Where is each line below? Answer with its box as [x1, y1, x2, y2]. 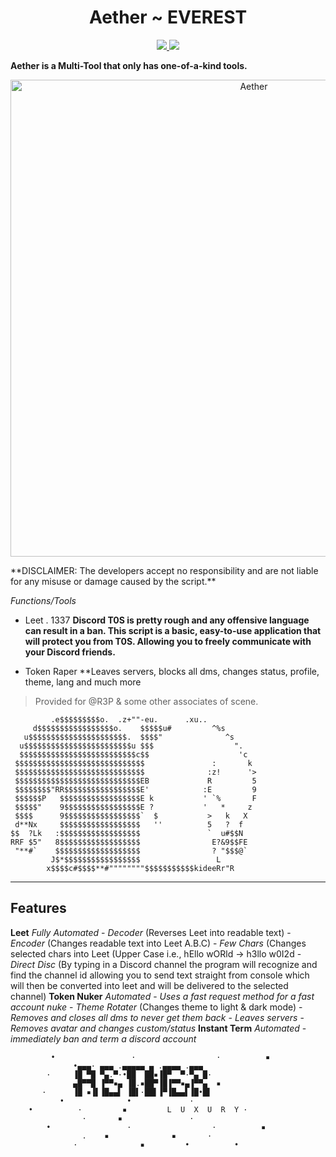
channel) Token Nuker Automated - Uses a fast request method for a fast [10, 990, 315, 1002]
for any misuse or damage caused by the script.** [10, 575, 217, 587]
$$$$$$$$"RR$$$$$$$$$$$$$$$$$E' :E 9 [14, 784, 257, 795]
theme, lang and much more [24, 676, 142, 688]
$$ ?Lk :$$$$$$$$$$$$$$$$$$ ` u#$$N [10, 828, 244, 838]
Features [10, 900, 67, 917]
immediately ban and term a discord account [10, 1032, 197, 1045]
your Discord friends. [24, 646, 116, 658]
